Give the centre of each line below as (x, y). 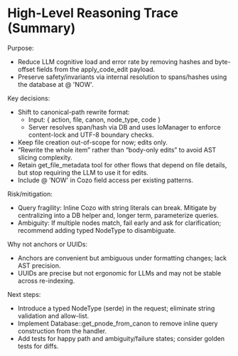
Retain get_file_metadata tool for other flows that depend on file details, (122, 164)
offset (26, 69)
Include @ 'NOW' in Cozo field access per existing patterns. (106, 180)
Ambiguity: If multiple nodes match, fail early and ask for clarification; (119, 223)
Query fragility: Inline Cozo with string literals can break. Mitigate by (117, 207)
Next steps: (24, 294)
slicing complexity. (45, 157)
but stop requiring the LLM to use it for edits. (83, 172)
